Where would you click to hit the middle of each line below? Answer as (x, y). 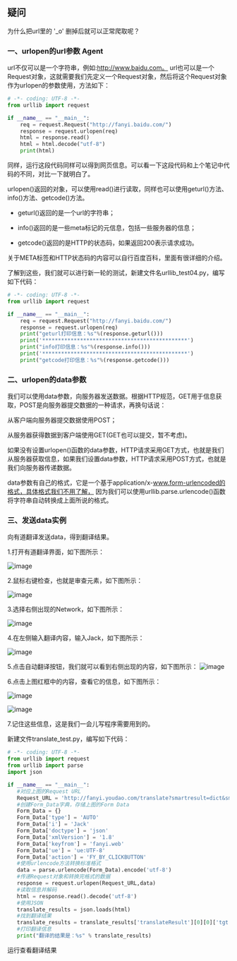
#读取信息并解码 (37, 890)
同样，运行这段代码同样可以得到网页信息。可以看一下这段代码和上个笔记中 (115, 165)
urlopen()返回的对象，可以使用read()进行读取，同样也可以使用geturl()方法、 (117, 189)
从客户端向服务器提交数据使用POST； (62, 420)
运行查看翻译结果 (32, 950)
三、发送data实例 (37, 521)
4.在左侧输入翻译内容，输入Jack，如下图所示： (76, 638)
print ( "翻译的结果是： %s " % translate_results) (84, 936)
